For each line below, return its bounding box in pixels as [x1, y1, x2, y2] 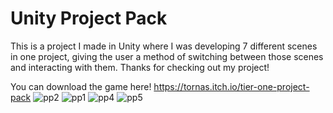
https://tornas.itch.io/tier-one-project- [153, 80, 310, 92]
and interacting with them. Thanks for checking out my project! [10, 61, 270, 73]
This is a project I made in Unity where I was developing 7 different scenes [10, 40, 318, 52]
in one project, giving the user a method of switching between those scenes [10, 50, 324, 62]
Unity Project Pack [10, 7, 168, 30]
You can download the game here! [10, 80, 152, 92]
